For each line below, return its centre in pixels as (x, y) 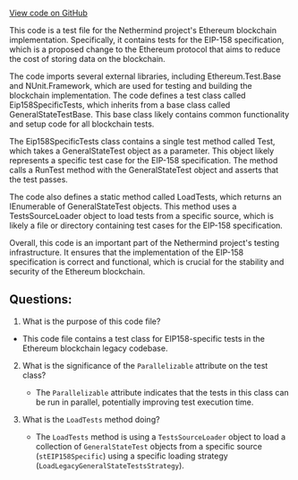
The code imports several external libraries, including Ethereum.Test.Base (145, 76)
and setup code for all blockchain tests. (82, 124)
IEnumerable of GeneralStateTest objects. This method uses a (123, 206)
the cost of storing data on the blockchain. (87, 59)
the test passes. (39, 179)
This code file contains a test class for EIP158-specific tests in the (144, 338)
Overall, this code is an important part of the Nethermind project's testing (145, 243)
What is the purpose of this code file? (91, 321)
